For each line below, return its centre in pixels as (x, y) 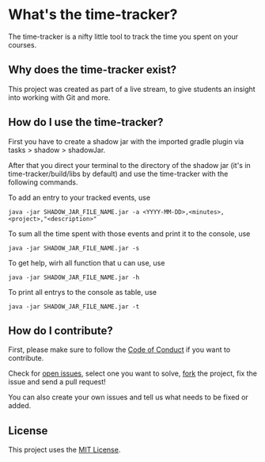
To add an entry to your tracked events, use (79, 197)
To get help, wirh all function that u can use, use (87, 262)
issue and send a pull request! (57, 382)
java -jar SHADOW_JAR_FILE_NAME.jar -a (74, 212)
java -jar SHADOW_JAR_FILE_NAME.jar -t (74, 307)
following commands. (43, 182)
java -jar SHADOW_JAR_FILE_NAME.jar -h (74, 277)
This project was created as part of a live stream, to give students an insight (132, 89)
